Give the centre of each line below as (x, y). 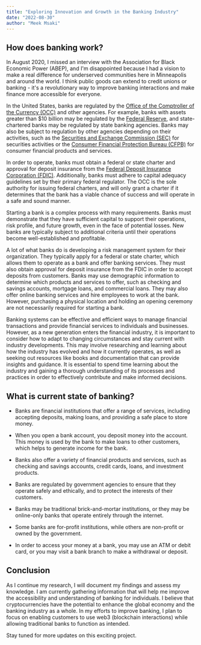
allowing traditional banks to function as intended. (68, 623)
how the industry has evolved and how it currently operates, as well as (94, 351)
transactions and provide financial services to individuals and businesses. (98, 326)
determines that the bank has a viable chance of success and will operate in (100, 194)
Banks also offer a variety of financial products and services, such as (100, 460)
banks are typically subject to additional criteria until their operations (91, 232)
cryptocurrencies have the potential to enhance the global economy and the (100, 604)
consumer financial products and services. (59, 151)
